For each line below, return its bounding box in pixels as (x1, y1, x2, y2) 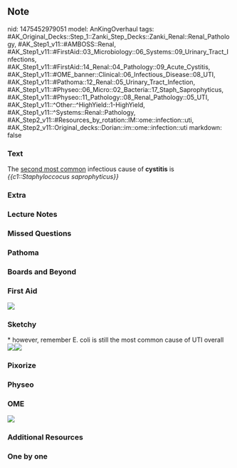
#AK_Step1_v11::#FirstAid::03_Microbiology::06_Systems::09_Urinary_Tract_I (7, 47, 229, 56)
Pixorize (7, 360, 37, 370)
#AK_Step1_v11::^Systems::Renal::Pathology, (7, 108, 136, 116)
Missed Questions (7, 228, 72, 238)
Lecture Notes (7, 209, 58, 219)
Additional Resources (7, 432, 83, 442)
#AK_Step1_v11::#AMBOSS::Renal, (17, 39, 116, 49)
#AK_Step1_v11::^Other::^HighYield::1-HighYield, (7, 100, 146, 109)
